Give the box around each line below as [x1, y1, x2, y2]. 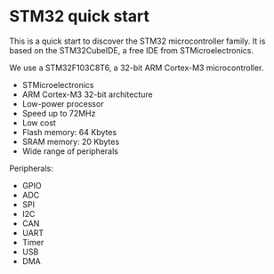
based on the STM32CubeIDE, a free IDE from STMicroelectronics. [9, 44, 254, 55]
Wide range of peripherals [21, 145, 118, 157]
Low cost [21, 117, 56, 128]
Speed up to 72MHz [21, 108, 96, 118]
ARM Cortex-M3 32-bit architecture [21, 89, 153, 100]
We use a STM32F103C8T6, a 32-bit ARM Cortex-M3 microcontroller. [9, 62, 264, 73]
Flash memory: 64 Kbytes [21, 126, 117, 137]
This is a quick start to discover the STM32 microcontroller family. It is [9, 36, 266, 46]
